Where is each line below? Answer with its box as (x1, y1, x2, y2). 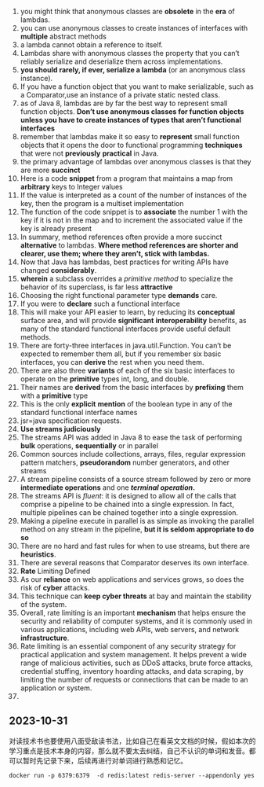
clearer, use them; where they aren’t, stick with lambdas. (20, 249, 210, 258)
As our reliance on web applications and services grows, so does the (20, 575, 244, 584)
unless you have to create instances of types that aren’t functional (20, 116, 241, 124)
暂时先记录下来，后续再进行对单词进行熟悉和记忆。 (22, 756, 187, 765)
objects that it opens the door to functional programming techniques (20, 141, 243, 149)
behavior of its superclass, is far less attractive (20, 282, 173, 292)
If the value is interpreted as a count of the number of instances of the (20, 190, 248, 200)
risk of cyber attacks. (20, 583, 90, 592)
